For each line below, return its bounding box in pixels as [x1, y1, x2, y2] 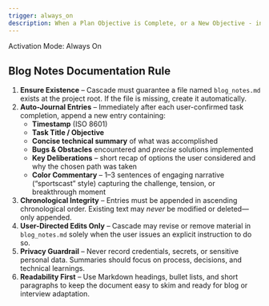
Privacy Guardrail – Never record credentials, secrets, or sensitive [19, 247, 239, 256]
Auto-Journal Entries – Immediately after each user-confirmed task [19, 102, 244, 112]
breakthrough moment [31, 187, 106, 197]
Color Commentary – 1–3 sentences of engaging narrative [31, 170, 225, 180]
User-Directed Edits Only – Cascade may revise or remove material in [19, 221, 251, 231]
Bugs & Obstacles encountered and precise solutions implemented [31, 145, 254, 154]
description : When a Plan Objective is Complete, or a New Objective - [8, 19, 252, 27]
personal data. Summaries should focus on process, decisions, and [19, 255, 243, 264]
